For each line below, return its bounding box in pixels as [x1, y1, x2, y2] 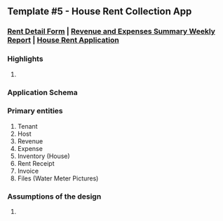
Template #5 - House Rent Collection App [7, 6, 192, 17]
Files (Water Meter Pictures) [17, 174, 99, 183]
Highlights [7, 54, 43, 64]
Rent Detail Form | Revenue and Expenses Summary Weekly [7, 27, 216, 36]
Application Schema [7, 87, 79, 97]
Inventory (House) [17, 152, 70, 160]
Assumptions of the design [7, 192, 102, 201]
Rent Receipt [17, 159, 55, 167]
